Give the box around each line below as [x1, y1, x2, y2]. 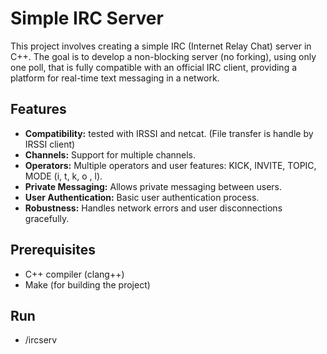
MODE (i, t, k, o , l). [24, 170, 103, 182]
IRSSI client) [24, 138, 76, 150]
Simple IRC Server [10, 7, 164, 30]
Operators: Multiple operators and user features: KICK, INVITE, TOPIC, [24, 159, 317, 171]
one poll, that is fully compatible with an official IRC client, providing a [10, 61, 298, 73]
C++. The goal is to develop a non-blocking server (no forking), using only [10, 50, 317, 62]
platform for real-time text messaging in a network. [10, 72, 220, 84]
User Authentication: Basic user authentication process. [24, 191, 260, 203]
